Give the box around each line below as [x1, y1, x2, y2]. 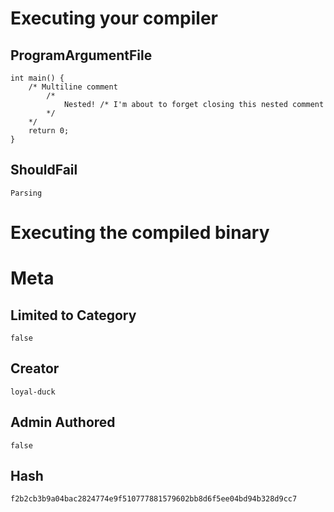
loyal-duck [10, 387, 56, 397]
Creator [10, 360, 60, 377]
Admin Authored [10, 414, 116, 431]
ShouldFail [10, 162, 78, 179]
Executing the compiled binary [10, 222, 270, 244]
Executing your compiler [10, 7, 218, 30]
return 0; [28, 126, 70, 136]
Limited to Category [10, 307, 137, 324]
